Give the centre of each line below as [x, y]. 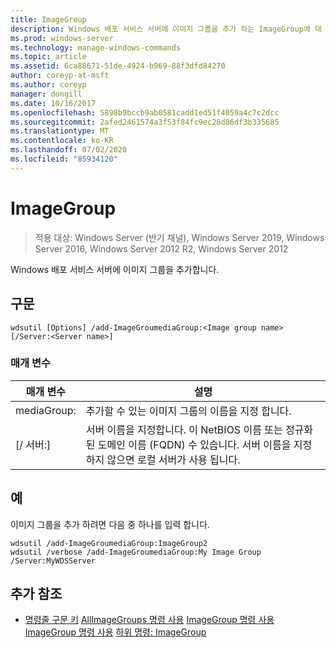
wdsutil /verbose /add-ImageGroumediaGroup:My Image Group [136, 552]
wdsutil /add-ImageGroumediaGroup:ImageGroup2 [109, 543]
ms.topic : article [48, 57]
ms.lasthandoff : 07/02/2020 [69, 150]
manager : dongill [46, 94]
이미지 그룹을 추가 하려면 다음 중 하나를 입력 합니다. [110, 524]
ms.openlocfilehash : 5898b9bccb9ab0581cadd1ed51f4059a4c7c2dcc [145, 112]
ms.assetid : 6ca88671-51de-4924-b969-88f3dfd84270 [118, 66]
